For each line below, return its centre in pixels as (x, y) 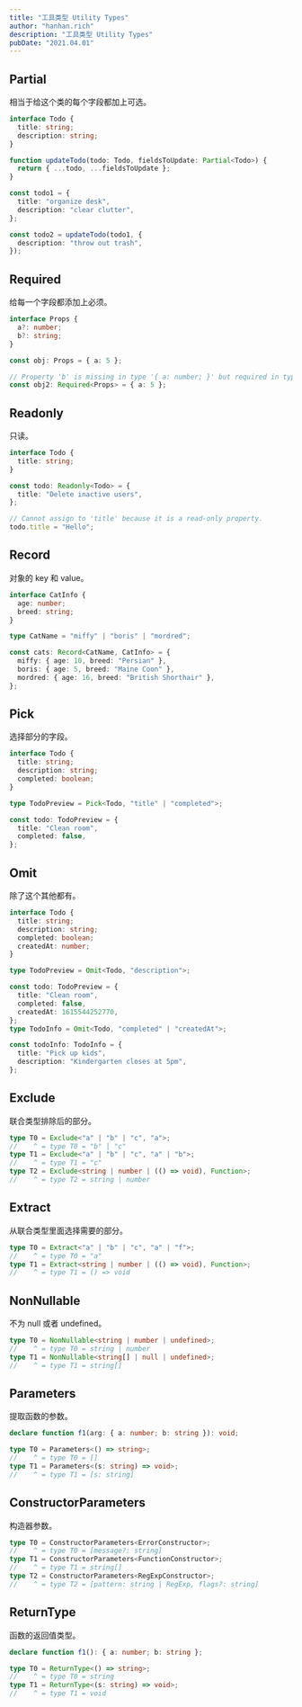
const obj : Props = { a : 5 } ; (66, 361)
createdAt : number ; (54, 946)
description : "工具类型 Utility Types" (81, 34)
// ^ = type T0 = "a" (56, 1256)
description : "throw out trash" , (80, 243)
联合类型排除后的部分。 (53, 1121)
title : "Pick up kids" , (62, 1053)
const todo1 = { (40, 193)
